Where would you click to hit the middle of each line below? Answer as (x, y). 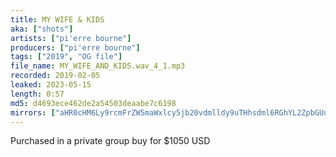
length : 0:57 (37, 94)
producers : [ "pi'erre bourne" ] (75, 47)
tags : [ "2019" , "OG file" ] (66, 57)
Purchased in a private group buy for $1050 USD (110, 141)
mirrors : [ (33, 112)
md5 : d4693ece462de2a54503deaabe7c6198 (93, 103)
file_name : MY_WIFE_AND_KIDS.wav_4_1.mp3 (98, 66)
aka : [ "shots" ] (42, 29)
